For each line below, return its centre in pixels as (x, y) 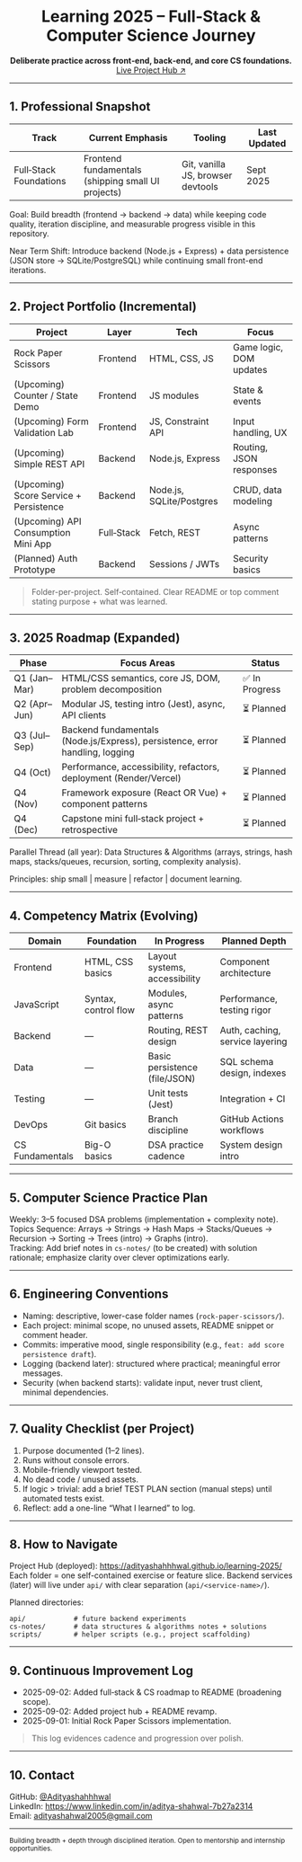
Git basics (106, 1125)
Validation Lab (44, 432)
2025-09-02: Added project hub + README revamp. (120, 1711)
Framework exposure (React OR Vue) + (144, 793)
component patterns (105, 804)
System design (251, 1145)
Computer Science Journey (151, 35)
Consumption (42, 532)
